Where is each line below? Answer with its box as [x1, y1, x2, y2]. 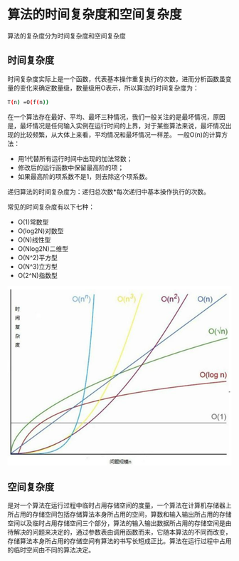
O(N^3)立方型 [17, 262, 58, 271]
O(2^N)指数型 [17, 271, 58, 279]
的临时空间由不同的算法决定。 [7, 546, 95, 555]
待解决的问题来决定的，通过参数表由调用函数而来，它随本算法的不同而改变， [7, 528, 232, 537]
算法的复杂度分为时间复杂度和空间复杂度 [7, 31, 126, 40]
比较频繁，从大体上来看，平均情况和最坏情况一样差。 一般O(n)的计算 [19, 130, 222, 139]
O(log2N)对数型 [17, 226, 64, 235]
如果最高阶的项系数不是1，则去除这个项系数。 [17, 172, 152, 180]
